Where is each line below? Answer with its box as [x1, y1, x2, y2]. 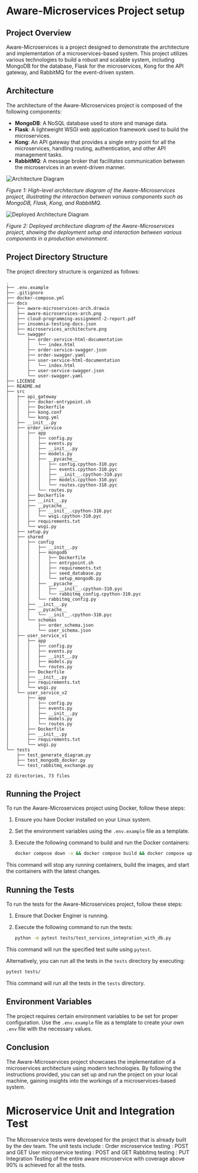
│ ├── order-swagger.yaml [6, 352, 86, 358]
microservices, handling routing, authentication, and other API [14, 144, 166, 152]
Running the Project [6, 789, 81, 799]
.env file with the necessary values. [6, 1025, 93, 1032]
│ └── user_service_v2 [6, 690, 67, 696]
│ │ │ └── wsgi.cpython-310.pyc [6, 513, 102, 519]
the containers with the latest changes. [6, 868, 101, 875]
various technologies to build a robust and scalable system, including [6, 56, 175, 63]
